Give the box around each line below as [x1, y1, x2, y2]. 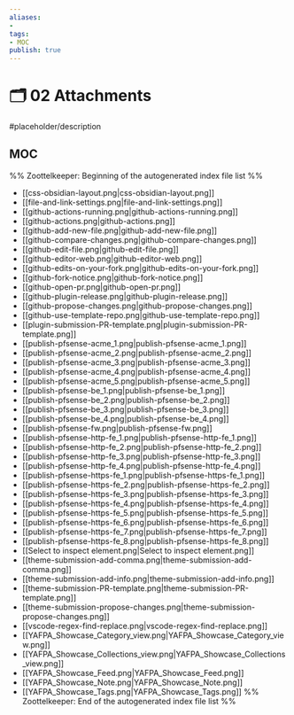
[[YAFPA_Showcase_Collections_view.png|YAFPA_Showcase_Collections [21, 649, 286, 659]
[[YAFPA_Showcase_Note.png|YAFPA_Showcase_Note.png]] [21, 677, 244, 688]
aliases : [9, 12, 42, 22]
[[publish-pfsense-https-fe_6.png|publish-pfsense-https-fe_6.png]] [21, 517, 269, 527]
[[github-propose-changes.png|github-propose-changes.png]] [21, 300, 252, 311]
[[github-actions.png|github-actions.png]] [21, 215, 175, 226]
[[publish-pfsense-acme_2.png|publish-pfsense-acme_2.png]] [21, 347, 252, 358]
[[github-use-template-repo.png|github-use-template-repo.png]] [21, 309, 260, 320]
